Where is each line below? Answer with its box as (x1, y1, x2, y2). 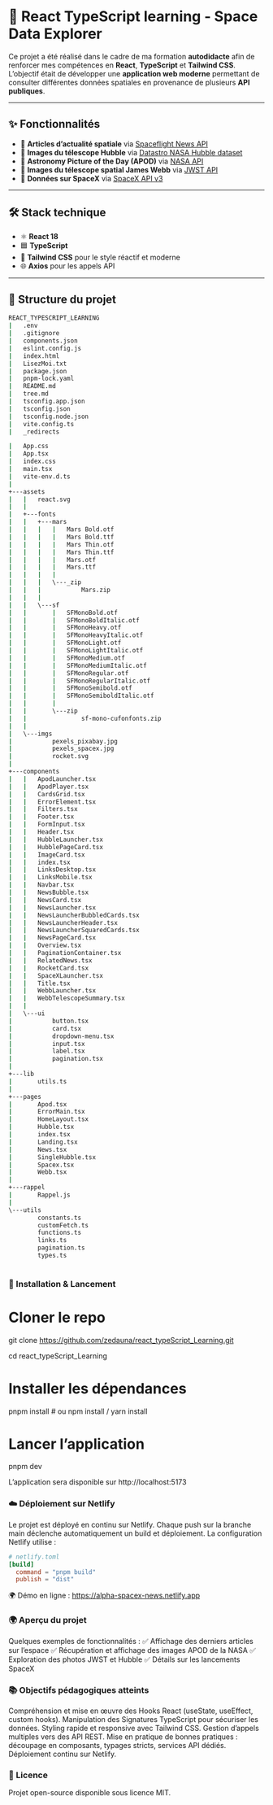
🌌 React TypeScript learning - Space (8, 7, 258, 26)
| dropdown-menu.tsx (8, 1032, 115, 1040)
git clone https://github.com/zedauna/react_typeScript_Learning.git (8, 1335, 234, 1345)
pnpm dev (8, 1462, 42, 1471)
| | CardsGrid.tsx (8, 790, 85, 798)
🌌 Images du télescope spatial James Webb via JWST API (19, 164, 219, 174)
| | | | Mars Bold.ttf (8, 533, 115, 541)
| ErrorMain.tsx (8, 1108, 85, 1116)
